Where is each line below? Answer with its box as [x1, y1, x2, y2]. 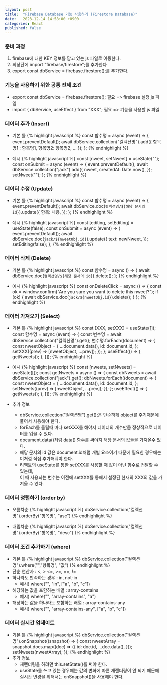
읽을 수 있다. [29, 430, 53, 436]
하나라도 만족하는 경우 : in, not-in [12, 574, 78, 580]
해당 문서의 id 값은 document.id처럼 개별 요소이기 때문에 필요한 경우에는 [19, 449, 161, 455]
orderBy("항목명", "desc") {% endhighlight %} [21, 530, 115, 536]
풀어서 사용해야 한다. [19, 418, 60, 424]
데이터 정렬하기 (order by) [5, 494, 66, 501]
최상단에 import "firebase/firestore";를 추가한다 [12, 62, 107, 68]
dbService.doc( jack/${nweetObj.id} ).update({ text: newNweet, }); [12, 236, 148, 242]
